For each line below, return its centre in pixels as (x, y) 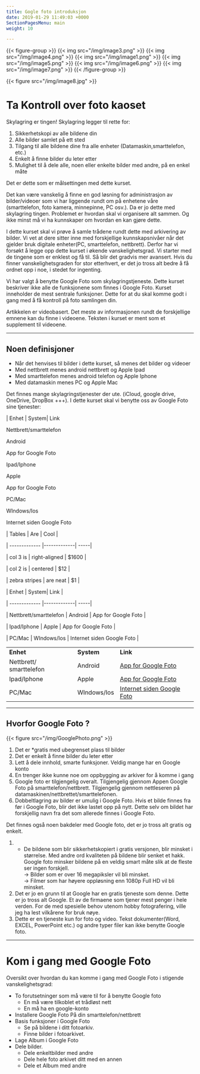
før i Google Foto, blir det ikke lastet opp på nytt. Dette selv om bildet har (104, 806)
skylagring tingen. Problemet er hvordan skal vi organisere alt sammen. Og (98, 214)
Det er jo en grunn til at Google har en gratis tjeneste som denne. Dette (101, 893)
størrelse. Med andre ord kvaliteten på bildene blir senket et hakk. (104, 855)
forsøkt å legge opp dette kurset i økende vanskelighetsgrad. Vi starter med (99, 251)
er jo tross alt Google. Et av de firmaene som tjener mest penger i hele (101, 900)
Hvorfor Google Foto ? (48, 724)
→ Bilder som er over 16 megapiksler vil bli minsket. (87, 874)
